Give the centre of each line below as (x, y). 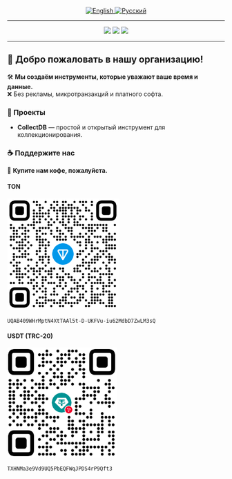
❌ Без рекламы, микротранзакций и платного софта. (85, 94)
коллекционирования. (50, 135)
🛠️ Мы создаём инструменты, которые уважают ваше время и (103, 77)
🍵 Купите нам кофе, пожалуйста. (57, 171)
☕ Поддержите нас (41, 153)
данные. (20, 86)
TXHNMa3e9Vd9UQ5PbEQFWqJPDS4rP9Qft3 (60, 469)
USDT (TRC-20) (30, 336)
